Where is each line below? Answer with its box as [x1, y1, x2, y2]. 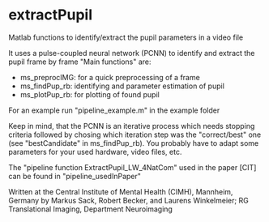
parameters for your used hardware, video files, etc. [8, 147, 182, 156]
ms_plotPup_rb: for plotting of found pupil [19, 89, 160, 99]
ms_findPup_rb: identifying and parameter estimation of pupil [19, 81, 225, 91]
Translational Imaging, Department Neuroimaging [8, 204, 173, 214]
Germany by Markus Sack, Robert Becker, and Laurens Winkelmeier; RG [8, 195, 249, 205]
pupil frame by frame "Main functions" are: [8, 57, 152, 66]
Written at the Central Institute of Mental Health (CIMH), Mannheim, [8, 186, 233, 196]
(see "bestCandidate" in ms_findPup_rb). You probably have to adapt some [8, 138, 259, 147]
